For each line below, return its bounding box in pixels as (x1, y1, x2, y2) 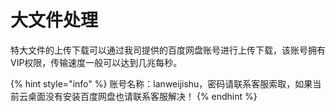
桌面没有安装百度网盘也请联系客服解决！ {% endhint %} (27, 90, 258, 102)
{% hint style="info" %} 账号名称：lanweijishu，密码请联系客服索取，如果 (10, 77, 313, 90)
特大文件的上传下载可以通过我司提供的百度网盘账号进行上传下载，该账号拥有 (10, 44, 326, 56)
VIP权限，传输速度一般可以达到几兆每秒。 (10, 56, 183, 68)
